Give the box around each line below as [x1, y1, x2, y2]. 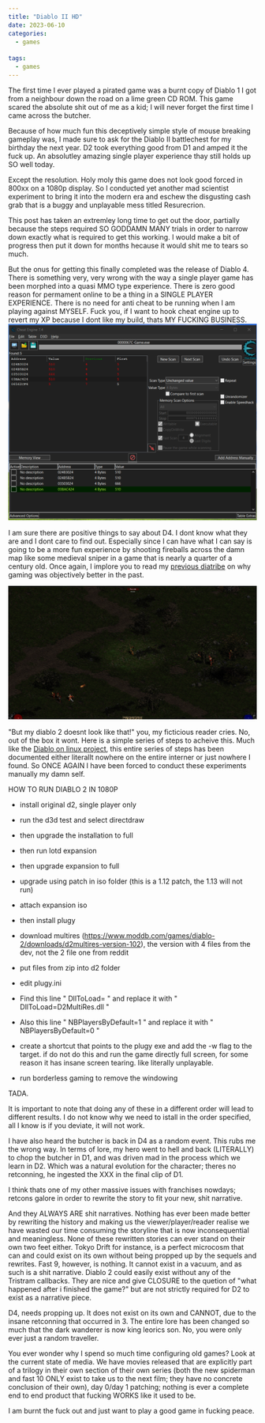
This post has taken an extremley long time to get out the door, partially [8, 215, 241, 225]
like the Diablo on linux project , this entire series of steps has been [8, 744, 225, 753]
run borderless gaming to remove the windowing [19, 1073, 178, 1083]
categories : [8, 29, 47, 37]
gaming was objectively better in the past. [8, 570, 144, 579]
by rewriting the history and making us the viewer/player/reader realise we [8, 1217, 250, 1226]
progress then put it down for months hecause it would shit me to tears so [8, 240, 248, 250]
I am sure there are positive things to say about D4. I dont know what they [8, 528, 248, 537]
